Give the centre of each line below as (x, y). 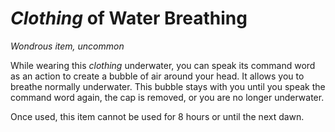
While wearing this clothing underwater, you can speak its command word (163, 65)
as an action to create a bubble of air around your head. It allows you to (157, 76)
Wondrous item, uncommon (67, 46)
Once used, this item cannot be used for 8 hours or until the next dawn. (157, 116)
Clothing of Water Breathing (129, 18)
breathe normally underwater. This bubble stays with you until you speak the (168, 86)
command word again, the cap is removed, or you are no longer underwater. (167, 97)
